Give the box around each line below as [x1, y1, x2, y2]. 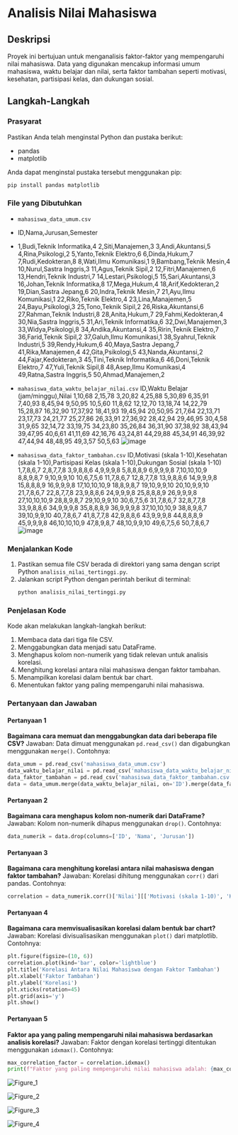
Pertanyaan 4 [7, 908, 48, 917]
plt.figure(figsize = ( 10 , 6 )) [7, 953, 93, 960]
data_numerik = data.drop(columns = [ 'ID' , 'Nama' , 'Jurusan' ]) [7, 833, 195, 840]
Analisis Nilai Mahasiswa [7, 5, 157, 21]
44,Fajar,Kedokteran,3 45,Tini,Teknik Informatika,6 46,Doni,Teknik [17, 355, 210, 364]
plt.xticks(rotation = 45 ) [7, 986, 81, 993]
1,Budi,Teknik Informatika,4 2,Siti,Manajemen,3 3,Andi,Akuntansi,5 [17, 241, 211, 250]
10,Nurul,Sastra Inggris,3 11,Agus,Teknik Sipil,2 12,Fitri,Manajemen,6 [17, 264, 216, 273]
